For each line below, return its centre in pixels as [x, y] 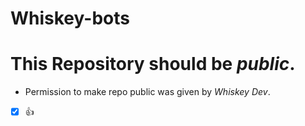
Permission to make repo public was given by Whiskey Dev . [147, 92]
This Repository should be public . [153, 64]
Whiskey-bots [70, 18]
